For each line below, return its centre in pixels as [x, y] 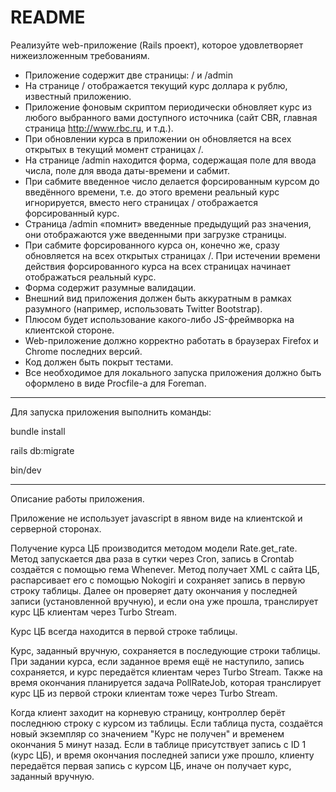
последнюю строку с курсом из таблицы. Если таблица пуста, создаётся [166, 723]
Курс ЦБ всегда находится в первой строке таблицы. [124, 631]
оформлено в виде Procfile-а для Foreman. [115, 383]
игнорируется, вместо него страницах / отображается [141, 202]
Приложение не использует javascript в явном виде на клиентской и [156, 518]
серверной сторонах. [56, 528]
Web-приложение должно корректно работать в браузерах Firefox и [171, 340]
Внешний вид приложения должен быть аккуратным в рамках [158, 298]
